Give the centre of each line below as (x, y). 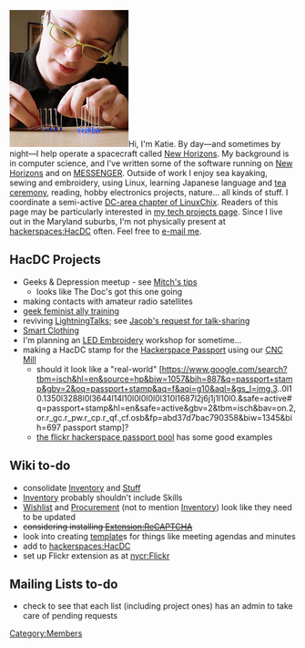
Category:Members (46, 633)
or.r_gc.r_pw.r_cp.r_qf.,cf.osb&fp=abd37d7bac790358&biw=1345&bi (164, 417)
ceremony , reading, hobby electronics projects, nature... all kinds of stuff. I (149, 192)
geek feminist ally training (71, 310)
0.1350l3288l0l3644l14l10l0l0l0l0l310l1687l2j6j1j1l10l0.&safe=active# (164, 398)
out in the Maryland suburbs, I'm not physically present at (117, 221)
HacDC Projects (56, 260)
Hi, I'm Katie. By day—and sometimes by (205, 144)
